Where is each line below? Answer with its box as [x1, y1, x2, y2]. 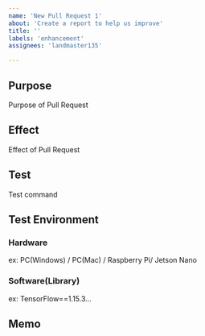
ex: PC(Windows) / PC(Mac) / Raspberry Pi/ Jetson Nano [8, 255, 197, 265]
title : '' [8, 27, 42, 35]
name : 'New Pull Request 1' [8, 11, 103, 20]
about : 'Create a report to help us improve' [8, 19, 163, 27]
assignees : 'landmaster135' [8, 42, 103, 50]
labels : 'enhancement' [8, 34, 84, 43]
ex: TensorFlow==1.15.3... [8, 293, 92, 303]
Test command [8, 189, 58, 199]
